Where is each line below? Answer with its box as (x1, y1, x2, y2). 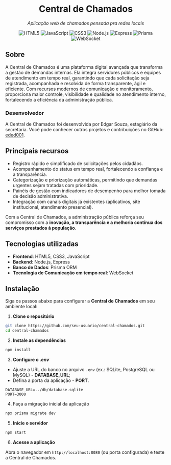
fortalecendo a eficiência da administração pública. (5, 96, 113, 103)
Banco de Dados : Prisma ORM (12, 264, 77, 270)
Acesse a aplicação (12, 439, 55, 445)
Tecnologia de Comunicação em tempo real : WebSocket (12, 270, 134, 276)
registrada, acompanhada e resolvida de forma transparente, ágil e (5, 80, 146, 86)
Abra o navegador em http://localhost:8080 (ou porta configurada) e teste (5, 449, 165, 455)
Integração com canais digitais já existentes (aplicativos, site (12, 198, 140, 205)
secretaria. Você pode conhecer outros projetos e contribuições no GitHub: (5, 127, 164, 133)
